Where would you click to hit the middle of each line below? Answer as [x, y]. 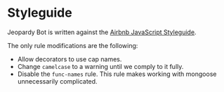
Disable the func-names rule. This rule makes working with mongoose [117, 74]
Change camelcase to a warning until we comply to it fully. [100, 66]
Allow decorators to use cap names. [70, 59]
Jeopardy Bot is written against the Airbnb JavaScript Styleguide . [102, 32]
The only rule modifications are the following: [73, 45]
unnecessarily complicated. [57, 81]
